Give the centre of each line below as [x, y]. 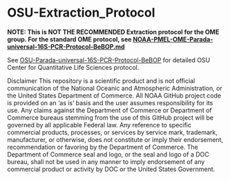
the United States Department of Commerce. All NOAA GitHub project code [114, 96]
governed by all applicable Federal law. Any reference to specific [99, 125]
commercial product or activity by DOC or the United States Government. [111, 169]
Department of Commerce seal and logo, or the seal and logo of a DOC [108, 154]
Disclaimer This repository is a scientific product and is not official [101, 80]
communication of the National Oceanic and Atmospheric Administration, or [115, 88]
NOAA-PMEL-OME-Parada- [173, 39]
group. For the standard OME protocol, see [69, 39]
